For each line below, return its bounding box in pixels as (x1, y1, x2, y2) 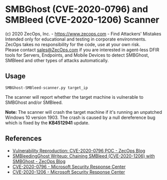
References (5, 134, 42, 143)
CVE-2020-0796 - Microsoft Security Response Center (12, 163, 126, 169)
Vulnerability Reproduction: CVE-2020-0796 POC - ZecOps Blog (12, 147, 146, 153)
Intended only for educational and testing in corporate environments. (5, 36, 147, 42)
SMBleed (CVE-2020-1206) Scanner (5, 14, 160, 26)
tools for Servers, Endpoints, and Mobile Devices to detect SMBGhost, (5, 52, 150, 58)
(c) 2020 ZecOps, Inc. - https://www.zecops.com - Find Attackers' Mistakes (5, 31, 162, 37)
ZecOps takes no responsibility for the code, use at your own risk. (5, 41, 141, 47)
